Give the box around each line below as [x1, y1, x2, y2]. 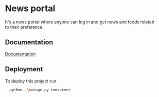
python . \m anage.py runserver [9, 87, 71, 92]
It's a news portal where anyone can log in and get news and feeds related [5, 19, 155, 25]
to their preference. [5, 24, 44, 30]
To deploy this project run [5, 78, 57, 84]
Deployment [5, 65, 43, 73]
